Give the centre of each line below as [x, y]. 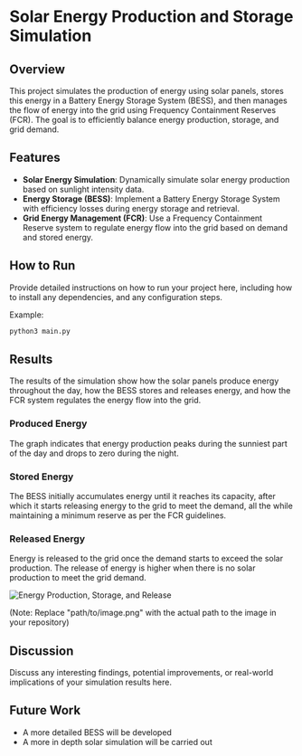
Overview [38, 69]
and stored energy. [57, 237]
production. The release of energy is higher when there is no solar [132, 568]
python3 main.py [40, 331]
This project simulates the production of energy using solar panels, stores [147, 91]
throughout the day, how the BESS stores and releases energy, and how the [150, 391]
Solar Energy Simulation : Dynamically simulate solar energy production [156, 179]
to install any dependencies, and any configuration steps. [116, 297]
